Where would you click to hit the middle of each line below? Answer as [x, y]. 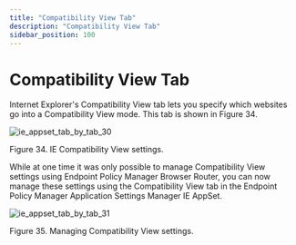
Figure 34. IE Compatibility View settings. [87, 150]
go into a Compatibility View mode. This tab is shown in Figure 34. [133, 114]
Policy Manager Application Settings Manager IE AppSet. [116, 196]
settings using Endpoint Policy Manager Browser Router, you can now [140, 177]
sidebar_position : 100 [52, 34]
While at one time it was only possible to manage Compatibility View [138, 167]
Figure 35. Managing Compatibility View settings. [102, 231]
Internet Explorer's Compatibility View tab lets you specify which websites [148, 104]
